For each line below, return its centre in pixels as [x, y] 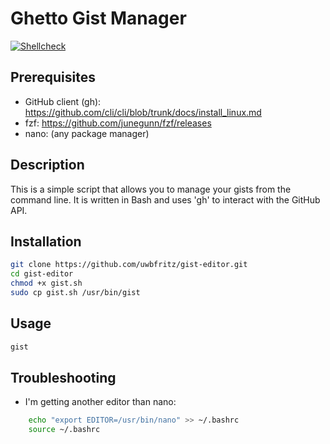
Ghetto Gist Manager [98, 18]
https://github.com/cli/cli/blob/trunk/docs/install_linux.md [143, 112]
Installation [46, 241]
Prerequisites [53, 77]
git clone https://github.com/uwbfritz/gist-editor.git [129, 265]
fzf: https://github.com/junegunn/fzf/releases [118, 123]
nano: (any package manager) [87, 133]
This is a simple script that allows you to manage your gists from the [151, 189]
